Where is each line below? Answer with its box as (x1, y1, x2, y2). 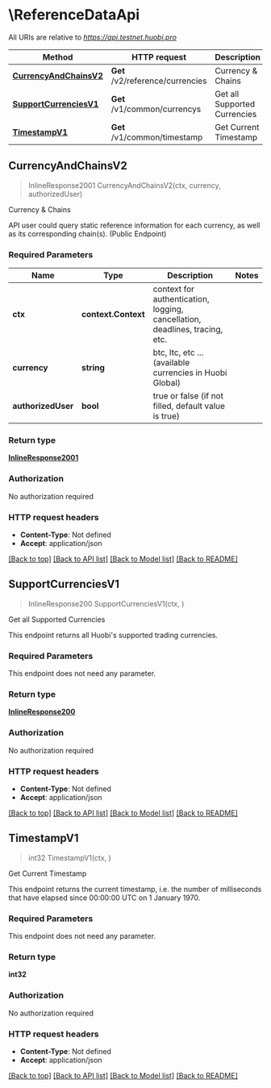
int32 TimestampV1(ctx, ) (27, 852, 111, 862)
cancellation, (152, 314, 202, 325)
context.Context (81, 309, 145, 320)
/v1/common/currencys (110, 103, 202, 115)
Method (42, 51, 73, 62)
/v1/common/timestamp (110, 131, 203, 143)
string (81, 362, 105, 373)
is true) (152, 411, 180, 422)
